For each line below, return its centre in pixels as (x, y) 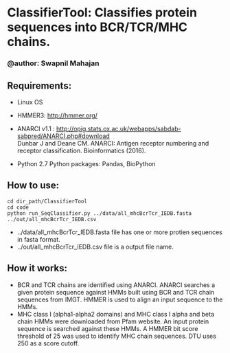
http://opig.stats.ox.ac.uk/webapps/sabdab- (118, 128)
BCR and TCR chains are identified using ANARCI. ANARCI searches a (116, 285)
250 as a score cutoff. (48, 343)
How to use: (33, 186)
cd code (18, 207)
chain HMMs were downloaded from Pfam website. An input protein (113, 321)
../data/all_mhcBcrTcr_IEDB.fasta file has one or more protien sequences (120, 232)
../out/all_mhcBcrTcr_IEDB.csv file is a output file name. (95, 247)
